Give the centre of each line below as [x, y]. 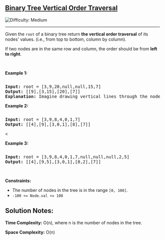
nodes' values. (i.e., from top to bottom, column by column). [66, 39]
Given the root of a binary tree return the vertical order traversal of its [77, 34]
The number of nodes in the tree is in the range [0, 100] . [70, 190]
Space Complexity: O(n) [30, 232]
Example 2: [17, 106]
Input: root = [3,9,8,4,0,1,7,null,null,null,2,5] [67, 157]
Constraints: [18, 181]
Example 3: [17, 143]
